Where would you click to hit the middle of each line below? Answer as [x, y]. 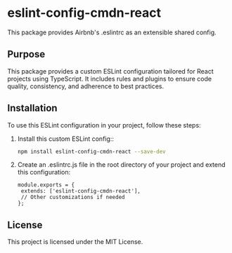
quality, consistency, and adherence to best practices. [85, 86]
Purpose [26, 54]
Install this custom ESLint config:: [66, 139]
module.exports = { [46, 185]
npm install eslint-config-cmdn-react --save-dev [92, 151]
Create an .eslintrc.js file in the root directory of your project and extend [122, 165]
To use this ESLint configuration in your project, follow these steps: [104, 125]
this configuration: [44, 172]
